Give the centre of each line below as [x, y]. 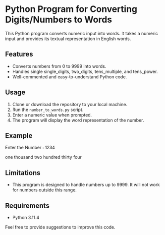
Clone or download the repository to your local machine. [70, 104]
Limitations [23, 173]
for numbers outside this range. [44, 190]
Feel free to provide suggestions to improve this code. [60, 227]
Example [19, 136]
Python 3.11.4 [26, 217]
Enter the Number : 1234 [30, 148]
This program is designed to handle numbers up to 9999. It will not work [86, 185]
